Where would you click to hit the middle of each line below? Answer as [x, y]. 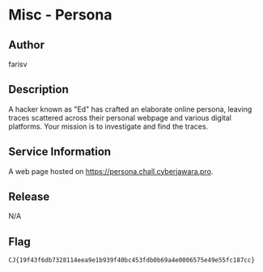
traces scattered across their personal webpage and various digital [120, 117]
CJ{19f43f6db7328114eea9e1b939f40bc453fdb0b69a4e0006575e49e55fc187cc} [131, 261]
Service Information [60, 152]
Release [29, 197]
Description [38, 89]
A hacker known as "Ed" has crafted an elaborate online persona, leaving [130, 109]
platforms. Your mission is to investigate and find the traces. [108, 126]
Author [26, 45]
